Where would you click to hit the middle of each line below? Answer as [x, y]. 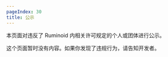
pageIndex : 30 [24, 12]
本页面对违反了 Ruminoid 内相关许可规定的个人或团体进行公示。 [86, 35]
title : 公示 [20, 17]
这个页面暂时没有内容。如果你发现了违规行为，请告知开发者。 [83, 48]
